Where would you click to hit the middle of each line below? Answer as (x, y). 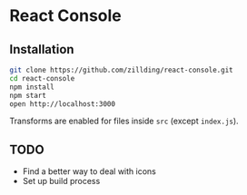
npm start (28, 95)
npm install (32, 87)
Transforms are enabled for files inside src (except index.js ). (124, 121)
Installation (42, 49)
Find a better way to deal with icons (89, 171)
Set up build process (61, 181)
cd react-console (42, 78)
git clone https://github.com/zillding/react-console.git (121, 70)
